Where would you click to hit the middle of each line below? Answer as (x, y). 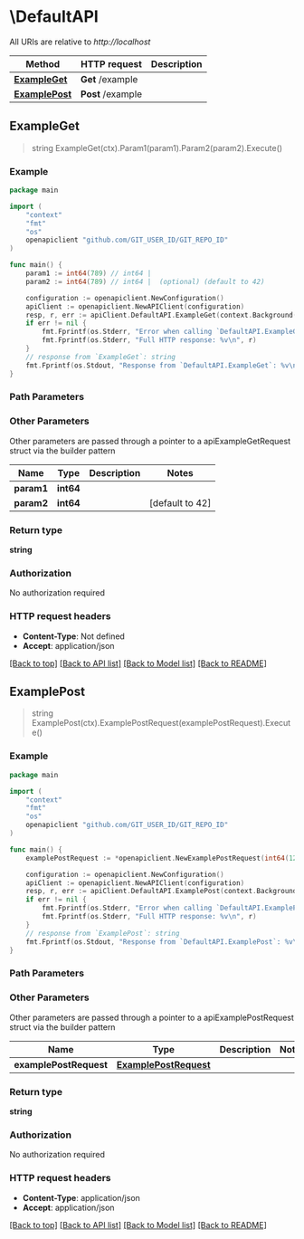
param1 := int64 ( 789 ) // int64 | (89, 273)
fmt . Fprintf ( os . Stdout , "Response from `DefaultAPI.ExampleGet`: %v (157, 365)
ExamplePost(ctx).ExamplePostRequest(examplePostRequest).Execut (161, 723)
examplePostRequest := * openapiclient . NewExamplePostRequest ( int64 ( (157, 858)
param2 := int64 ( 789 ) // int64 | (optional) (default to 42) (145, 281)
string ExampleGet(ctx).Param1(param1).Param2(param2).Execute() (157, 148)
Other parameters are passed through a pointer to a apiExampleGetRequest (150, 441)
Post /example (111, 94)
